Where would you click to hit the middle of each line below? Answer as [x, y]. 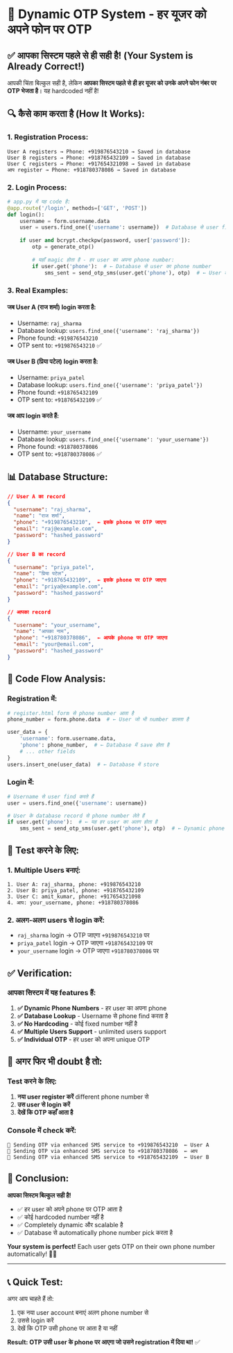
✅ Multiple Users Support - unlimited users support [92, 1031]
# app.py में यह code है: [39, 202]
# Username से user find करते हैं [51, 796]
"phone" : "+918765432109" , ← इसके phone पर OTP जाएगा [90, 580]
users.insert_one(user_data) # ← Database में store [83, 764]
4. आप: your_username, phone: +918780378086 [73, 903]
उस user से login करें [44, 1104]
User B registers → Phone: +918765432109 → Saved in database [99, 158]
